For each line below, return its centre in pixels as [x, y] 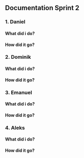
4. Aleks [15, 127]
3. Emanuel [19, 92]
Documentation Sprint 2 [42, 8]
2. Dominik [18, 57]
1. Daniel [15, 22]
